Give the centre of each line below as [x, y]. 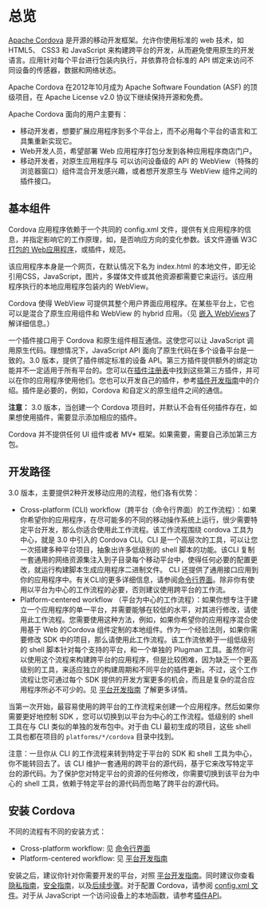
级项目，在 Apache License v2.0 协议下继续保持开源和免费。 [108, 97]
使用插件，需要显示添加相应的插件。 [81, 417]
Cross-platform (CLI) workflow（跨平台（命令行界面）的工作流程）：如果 [138, 509]
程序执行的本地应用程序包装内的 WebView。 [81, 286]
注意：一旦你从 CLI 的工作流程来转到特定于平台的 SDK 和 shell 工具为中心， [132, 753]
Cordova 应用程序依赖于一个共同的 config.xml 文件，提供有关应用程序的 [126, 229]
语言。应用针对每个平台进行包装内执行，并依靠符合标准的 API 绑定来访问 [128, 60]
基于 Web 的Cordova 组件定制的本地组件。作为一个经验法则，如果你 [139, 629]
